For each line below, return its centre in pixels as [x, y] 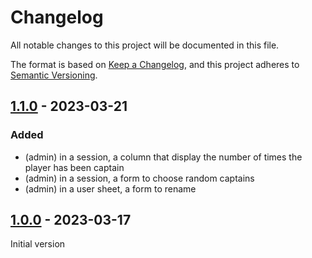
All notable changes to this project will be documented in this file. [145, 45]
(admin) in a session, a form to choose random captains [139, 178]
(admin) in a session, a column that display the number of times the [163, 157]
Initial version [38, 244]
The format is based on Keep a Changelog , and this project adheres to [155, 64]
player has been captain [74, 167]
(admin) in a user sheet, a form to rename [110, 188]
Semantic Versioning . [54, 75]
